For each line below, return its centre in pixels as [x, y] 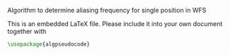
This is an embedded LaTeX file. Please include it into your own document [115, 24]
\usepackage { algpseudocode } [49, 44]
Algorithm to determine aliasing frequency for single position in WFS [107, 10]
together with [27, 31]
